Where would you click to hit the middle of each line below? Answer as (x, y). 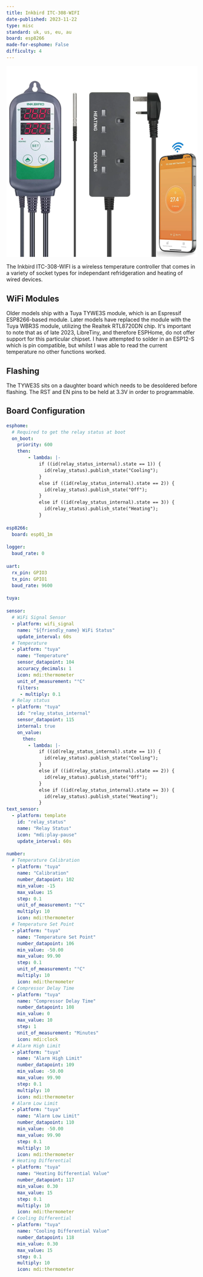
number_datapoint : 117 (46, 1180)
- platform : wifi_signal (43, 624)
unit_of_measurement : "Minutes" (58, 1033)
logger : (16, 547)
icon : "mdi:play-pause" (47, 835)
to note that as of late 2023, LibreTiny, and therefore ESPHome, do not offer (101, 333)
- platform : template (39, 816)
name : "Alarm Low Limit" (48, 1116)
